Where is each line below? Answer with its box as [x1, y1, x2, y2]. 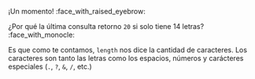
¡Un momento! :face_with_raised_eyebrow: [8, 7, 146, 16]
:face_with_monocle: [8, 31, 75, 39]
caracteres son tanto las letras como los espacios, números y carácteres [8, 54, 244, 63]
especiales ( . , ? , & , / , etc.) [8, 62, 92, 71]
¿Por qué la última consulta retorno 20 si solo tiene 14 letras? [8, 22, 205, 31]
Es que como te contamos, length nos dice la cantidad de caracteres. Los [8, 45, 248, 54]
